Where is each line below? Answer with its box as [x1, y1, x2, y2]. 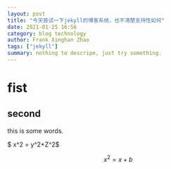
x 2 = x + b [103, 154, 133, 163]
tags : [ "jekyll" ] [7, 43, 58, 50]
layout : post [7, 10, 46, 18]
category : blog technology [7, 30, 87, 37]
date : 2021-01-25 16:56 [7, 23, 77, 30]
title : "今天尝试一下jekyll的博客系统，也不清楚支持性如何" [7, 17, 165, 24]
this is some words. [7, 126, 64, 134]
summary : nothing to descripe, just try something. [7, 50, 162, 57]
